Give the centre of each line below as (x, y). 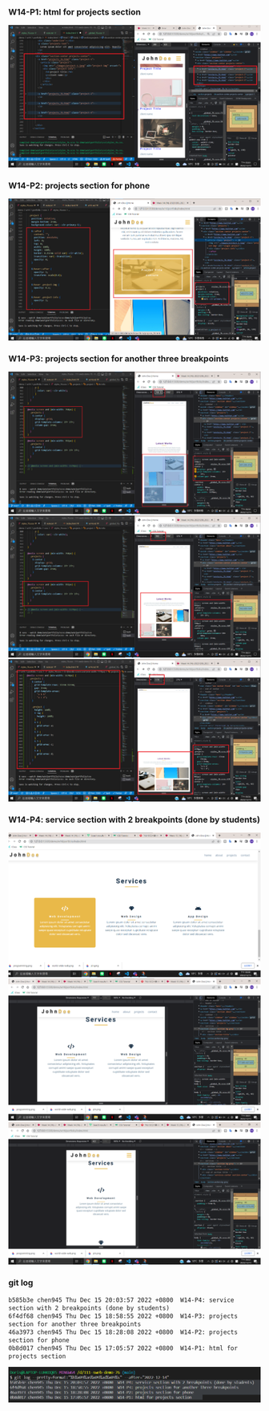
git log (21, 1283)
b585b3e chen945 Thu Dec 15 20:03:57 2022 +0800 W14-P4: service (121, 1300)
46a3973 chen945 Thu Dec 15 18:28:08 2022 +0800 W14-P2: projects (123, 1332)
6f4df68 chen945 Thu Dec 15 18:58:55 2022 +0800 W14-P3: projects (123, 1316)
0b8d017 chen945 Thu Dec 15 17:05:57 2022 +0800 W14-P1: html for (123, 1348)
